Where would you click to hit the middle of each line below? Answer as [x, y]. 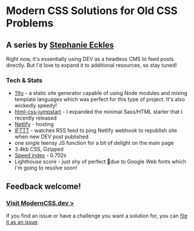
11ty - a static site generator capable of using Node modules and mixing [101, 93]
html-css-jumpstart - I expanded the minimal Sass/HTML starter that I [98, 112]
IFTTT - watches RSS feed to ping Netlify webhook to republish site [96, 131]
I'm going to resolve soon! [46, 168]
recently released [36, 118]
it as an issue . [22, 222]
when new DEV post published [51, 137]
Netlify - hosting [34, 124]
